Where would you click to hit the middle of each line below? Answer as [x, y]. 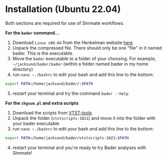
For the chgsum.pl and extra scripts [42, 103]
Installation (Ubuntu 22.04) [63, 9]
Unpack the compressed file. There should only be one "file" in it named [87, 48]
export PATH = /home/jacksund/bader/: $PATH [49, 84]
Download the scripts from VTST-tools [52, 113]
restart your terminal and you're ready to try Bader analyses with [79, 147]
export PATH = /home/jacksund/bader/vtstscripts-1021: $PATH [67, 138]
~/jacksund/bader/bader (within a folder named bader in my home [80, 64]
